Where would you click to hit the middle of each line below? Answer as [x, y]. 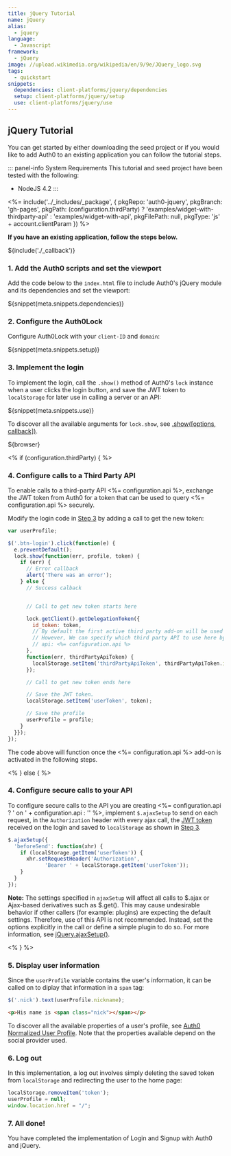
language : [22, 39]
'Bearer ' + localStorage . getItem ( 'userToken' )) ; [117, 865]
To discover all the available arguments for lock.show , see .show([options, [112, 424]
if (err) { [36, 563]
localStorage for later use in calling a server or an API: [85, 397]
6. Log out [25, 1058]
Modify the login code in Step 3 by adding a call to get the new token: [106, 518]
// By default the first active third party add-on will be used [128, 632]
